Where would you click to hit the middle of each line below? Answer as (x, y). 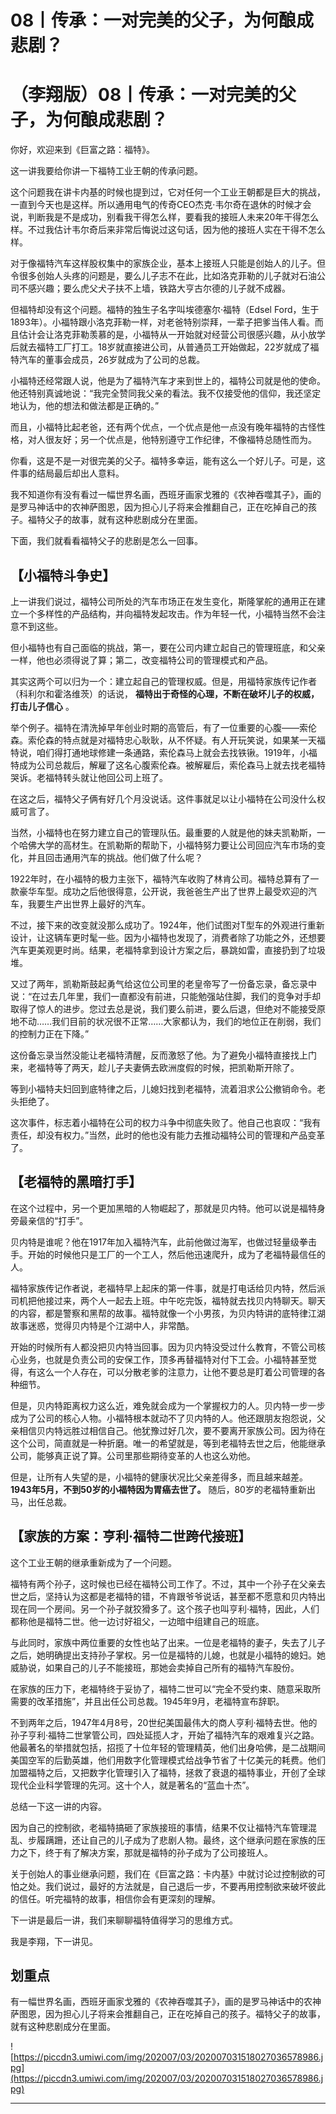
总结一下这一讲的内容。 (58, 1806)
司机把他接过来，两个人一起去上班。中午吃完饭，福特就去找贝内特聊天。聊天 (168, 1300)
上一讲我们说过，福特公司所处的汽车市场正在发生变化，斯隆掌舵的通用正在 (163, 601)
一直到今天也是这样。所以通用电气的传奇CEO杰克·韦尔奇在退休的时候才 (156, 205)
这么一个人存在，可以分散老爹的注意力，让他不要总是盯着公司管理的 (176, 1372)
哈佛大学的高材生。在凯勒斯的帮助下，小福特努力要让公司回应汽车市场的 (167, 845)
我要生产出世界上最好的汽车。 (89, 903)
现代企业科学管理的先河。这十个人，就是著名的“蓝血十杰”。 (132, 1785)
